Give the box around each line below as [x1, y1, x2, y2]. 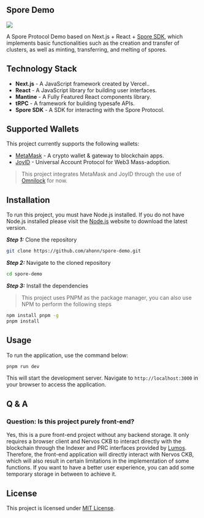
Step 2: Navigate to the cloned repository [6, 259, 111, 267]
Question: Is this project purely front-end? [6, 417, 135, 426]
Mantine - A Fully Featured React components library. [15, 93, 151, 100]
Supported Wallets [6, 124, 80, 135]
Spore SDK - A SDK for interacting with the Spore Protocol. [15, 106, 165, 113]
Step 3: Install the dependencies [6, 282, 89, 289]
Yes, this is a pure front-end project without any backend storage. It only [6, 431, 189, 439]
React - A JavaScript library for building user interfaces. [15, 86, 157, 94]
